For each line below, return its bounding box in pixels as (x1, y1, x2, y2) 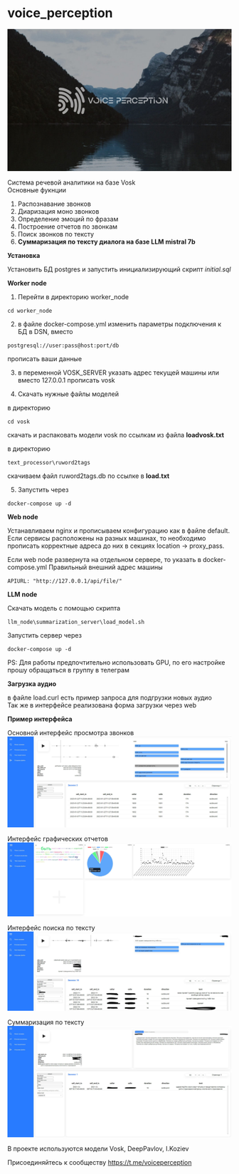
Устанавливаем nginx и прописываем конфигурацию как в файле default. (7, 526, 230, 535)
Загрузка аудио (7, 679, 57, 688)
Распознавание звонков (17, 199, 91, 208)
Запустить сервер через (7, 630, 82, 639)
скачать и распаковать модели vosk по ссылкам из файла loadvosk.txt (7, 430, 225, 439)
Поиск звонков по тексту (17, 229, 95, 238)
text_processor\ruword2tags (7, 459, 91, 466)
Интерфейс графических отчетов (7, 834, 109, 843)
